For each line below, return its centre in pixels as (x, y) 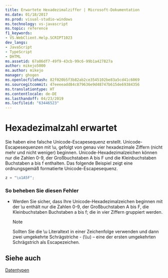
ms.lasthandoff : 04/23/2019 (34, 98)
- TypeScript (19, 52)
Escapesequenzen (24, 147)
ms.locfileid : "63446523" (32, 103)
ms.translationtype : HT (30, 89)
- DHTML (13, 56)
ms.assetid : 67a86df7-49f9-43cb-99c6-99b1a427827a (59, 61)
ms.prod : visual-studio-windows (39, 19)
